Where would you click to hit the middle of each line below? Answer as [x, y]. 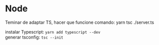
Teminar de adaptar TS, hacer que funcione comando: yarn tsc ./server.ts [79, 22]
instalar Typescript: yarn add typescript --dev [53, 32]
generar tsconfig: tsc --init [34, 37]
